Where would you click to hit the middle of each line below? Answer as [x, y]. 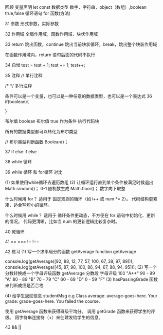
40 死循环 [15, 232]
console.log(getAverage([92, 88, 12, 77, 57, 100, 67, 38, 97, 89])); [69, 261]
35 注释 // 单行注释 [24, 75]
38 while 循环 [18, 162]
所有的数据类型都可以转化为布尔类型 [41, 131]
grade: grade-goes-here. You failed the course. [53, 301]
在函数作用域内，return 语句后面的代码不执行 [50, 55]
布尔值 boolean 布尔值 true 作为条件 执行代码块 [52, 121]
